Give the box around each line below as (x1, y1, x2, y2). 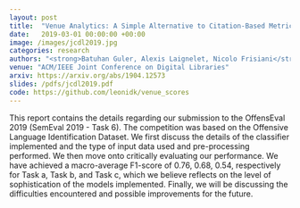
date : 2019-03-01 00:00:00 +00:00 (9, 29, 146, 38)
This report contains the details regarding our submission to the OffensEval (9, 112, 286, 123)
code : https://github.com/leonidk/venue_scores (9, 87, 190, 96)
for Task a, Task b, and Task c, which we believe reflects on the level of (9, 169, 271, 179)
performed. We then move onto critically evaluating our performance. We (9, 150, 279, 161)
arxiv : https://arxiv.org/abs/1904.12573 (9, 71, 166, 80)
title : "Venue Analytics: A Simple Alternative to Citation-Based (9, 21, 266, 30)
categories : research (9, 46, 90, 55)
